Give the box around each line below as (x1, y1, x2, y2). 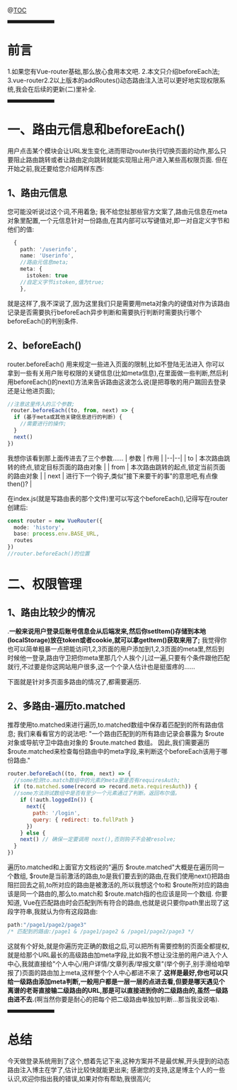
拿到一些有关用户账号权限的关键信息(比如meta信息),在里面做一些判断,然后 (7, 368, 223, 377)
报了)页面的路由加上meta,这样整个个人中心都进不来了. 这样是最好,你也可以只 (7, 968, 229, 976)
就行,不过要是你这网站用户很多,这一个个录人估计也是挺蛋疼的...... (7, 662, 196, 671)
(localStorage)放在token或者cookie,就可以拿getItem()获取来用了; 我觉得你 (7, 635, 227, 644)
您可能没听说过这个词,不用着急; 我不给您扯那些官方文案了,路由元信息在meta (7, 207, 228, 216)
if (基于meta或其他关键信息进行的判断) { (13, 414, 122, 421)
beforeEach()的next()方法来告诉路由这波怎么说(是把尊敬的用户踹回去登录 (13, 378, 226, 386)
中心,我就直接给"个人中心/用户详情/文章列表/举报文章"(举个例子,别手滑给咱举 (7, 959, 231, 968)
